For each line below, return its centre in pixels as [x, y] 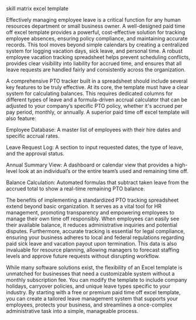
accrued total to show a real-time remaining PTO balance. [75, 189]
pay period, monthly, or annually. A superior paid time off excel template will [98, 112]
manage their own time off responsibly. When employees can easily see [93, 219]
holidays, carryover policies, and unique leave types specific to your [88, 286]
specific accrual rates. [33, 136]
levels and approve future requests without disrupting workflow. [83, 256]
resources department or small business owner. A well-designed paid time [96, 26]
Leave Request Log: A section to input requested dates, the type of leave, [94, 147]
